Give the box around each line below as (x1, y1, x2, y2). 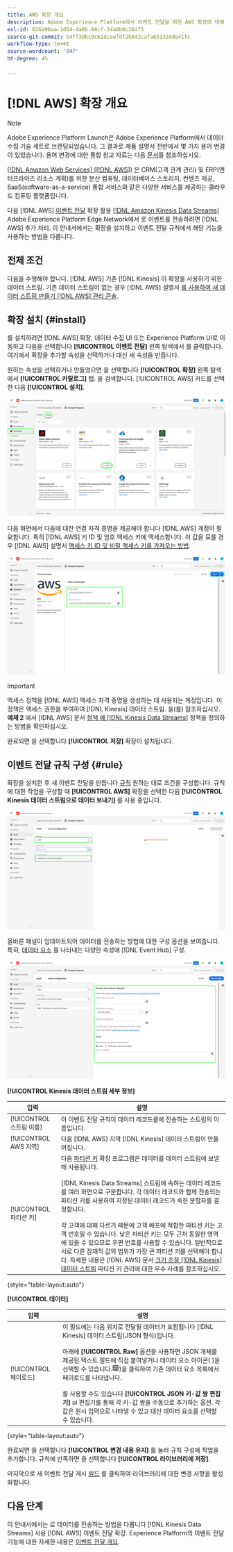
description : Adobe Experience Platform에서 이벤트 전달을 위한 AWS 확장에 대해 (7, 18, 225, 26)
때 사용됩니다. (61, 1163, 98, 1171)
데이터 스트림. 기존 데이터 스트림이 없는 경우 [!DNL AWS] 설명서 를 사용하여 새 (7, 283, 218, 291)
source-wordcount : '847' (7, 48, 79, 55)
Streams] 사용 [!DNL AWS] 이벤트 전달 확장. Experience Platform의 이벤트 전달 (7, 1528, 225, 1537)
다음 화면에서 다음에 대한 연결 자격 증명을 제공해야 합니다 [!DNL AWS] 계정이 (7, 524, 215, 532)
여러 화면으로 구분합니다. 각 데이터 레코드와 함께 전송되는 (68, 1188, 221, 1196)
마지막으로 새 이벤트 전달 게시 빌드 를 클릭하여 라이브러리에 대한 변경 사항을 (7, 1469, 211, 1478)
